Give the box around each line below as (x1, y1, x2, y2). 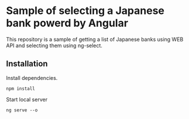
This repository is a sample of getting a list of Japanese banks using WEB (6, 36, 184, 43)
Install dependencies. (6, 74, 58, 81)
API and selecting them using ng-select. (6, 42, 102, 49)
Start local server (6, 96, 48, 103)
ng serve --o (6, 107, 38, 113)
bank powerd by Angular (6, 16, 129, 30)
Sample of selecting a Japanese (6, 4, 165, 17)
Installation (6, 59, 48, 69)
